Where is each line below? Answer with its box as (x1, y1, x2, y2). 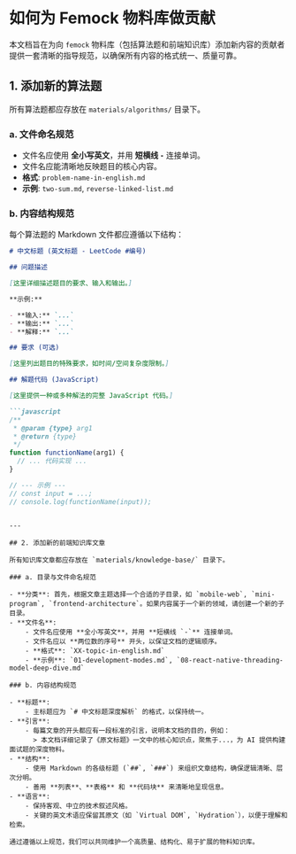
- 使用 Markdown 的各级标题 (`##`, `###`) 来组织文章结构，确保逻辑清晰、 (25, 764, 277, 772)
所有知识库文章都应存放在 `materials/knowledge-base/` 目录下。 (9, 555, 230, 564)
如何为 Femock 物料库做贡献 (9, 8, 216, 28)
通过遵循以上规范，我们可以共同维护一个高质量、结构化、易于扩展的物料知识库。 (9, 837, 259, 846)
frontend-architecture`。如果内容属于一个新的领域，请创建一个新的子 (52, 599, 285, 608)
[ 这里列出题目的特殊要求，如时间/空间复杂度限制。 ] (9, 360, 170, 369)
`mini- (251, 590, 276, 599)
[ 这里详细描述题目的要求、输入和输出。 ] (9, 279, 133, 288)
